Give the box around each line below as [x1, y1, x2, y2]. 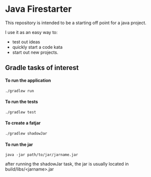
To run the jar [5, 142, 33, 147]
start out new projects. [12, 49, 58, 55]
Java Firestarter [5, 3, 72, 15]
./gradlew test [5, 109, 37, 114]
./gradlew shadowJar [5, 131, 48, 136]
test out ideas [12, 38, 40, 45]
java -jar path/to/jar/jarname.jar [5, 152, 78, 157]
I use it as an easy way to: [5, 29, 58, 35]
